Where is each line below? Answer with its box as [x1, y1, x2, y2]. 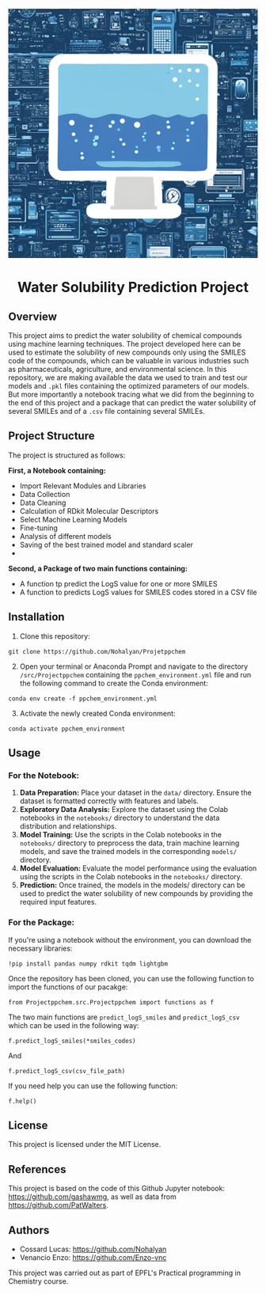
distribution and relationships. [19, 822, 117, 831]
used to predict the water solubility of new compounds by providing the [19, 889, 253, 898]
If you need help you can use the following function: [8, 1081, 178, 1091]
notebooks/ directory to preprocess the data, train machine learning [19, 838, 240, 848]
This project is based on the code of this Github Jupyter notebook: [8, 1184, 226, 1193]
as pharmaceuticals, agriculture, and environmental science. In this [8, 365, 227, 374]
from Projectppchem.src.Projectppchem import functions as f [8, 998, 215, 1006]
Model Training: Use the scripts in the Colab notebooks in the [19, 830, 222, 840]
